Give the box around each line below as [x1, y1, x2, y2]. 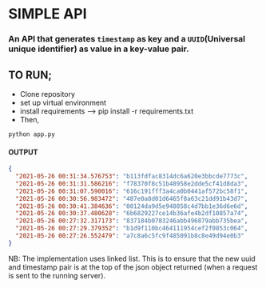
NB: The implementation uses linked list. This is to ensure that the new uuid [8, 254, 256, 263]
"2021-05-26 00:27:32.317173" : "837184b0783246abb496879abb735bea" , [15, 217, 248, 225]
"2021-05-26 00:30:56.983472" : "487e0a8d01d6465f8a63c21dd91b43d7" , [15, 194, 248, 202]
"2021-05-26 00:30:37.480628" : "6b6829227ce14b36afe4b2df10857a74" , [15, 210, 248, 218]
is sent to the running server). [8, 270, 106, 280]
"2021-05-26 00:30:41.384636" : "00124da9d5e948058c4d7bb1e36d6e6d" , [15, 202, 248, 210]
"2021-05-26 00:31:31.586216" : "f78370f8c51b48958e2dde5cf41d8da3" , [15, 179, 248, 188]
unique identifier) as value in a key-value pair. [8, 43, 189, 54]
